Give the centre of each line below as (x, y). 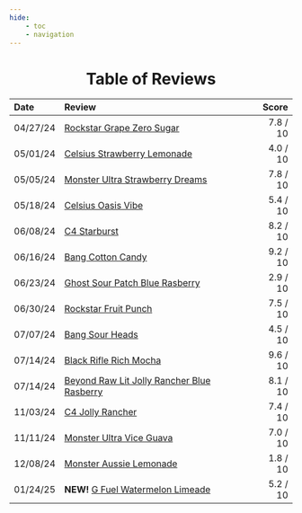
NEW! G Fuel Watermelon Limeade (138, 490)
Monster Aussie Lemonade (121, 464)
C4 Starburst (91, 232)
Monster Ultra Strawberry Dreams (136, 180)
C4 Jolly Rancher (101, 412)
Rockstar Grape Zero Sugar (122, 128)
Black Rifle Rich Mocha (113, 360)
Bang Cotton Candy (106, 257)
